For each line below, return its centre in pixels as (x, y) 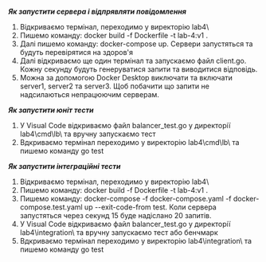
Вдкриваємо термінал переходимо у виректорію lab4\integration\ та (136, 241)
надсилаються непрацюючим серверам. (89, 94)
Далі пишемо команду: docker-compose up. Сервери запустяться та (136, 44)
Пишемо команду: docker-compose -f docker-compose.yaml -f (126, 199)
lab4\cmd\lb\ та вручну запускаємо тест (88, 134)
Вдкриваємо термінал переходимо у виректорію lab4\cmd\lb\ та (129, 142)
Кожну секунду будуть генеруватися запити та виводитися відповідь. (139, 69)
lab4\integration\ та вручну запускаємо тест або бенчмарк (119, 233)
